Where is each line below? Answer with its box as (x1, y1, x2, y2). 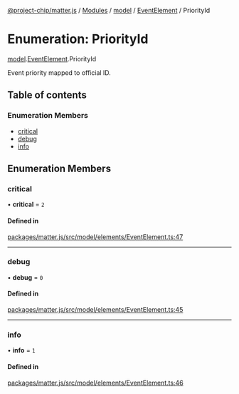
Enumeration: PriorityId (7, 31, 149, 47)
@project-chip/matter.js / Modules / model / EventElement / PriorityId (7, 6, 211, 14)
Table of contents (7, 89, 87, 101)
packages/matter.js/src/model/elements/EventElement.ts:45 (7, 305, 184, 314)
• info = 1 (7, 346, 36, 355)
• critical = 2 (7, 200, 45, 209)
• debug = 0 (7, 273, 43, 281)
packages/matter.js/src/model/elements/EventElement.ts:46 (7, 378, 184, 387)
